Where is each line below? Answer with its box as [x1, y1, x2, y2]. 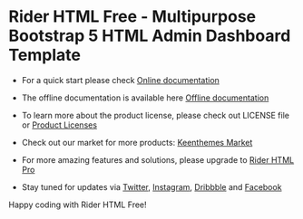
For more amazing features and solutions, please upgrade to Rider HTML [21, 154, 295, 165]
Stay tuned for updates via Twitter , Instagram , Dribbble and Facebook [21, 181, 282, 192]
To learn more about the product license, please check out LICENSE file [21, 109, 289, 120]
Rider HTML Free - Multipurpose [8, 6, 257, 27]
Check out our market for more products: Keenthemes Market [21, 137, 253, 148]
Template [8, 45, 81, 65]
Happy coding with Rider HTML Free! [8, 199, 147, 210]
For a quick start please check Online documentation [21, 74, 220, 85]
